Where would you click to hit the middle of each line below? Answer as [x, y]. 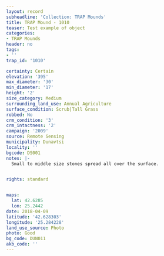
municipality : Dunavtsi [35, 142]
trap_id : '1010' [26, 60]
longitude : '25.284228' [35, 222]
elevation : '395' [27, 77]
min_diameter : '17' [30, 88]
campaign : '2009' [27, 131]
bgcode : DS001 [24, 153]
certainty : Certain [30, 71]
